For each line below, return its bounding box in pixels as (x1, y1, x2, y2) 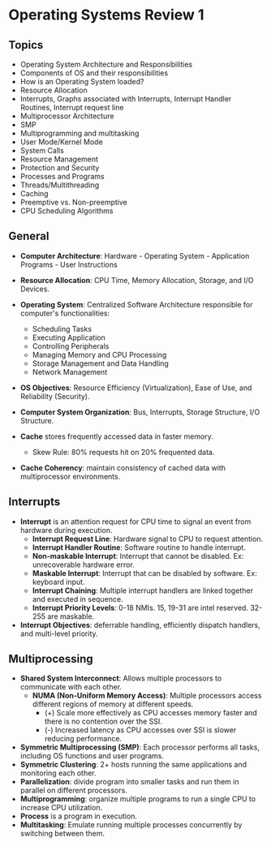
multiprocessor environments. (19, 471, 121, 481)
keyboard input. (32, 577, 85, 586)
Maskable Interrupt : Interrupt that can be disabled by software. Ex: (32, 568, 257, 578)
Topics (8, 38, 44, 52)
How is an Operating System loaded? (19, 77, 144, 86)
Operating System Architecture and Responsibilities (19, 59, 193, 69)
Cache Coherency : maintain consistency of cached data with (19, 462, 226, 472)
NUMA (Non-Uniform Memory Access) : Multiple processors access (32, 691, 262, 701)
